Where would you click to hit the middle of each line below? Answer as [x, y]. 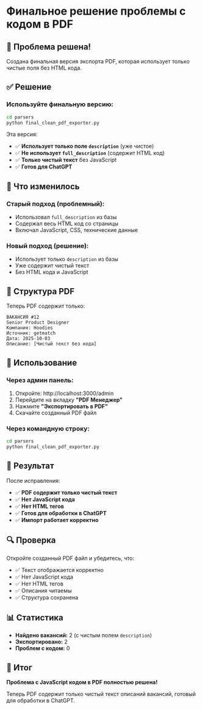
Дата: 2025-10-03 [28, 339]
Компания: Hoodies [30, 328]
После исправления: [33, 480]
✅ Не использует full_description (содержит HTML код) [90, 153]
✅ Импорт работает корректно [57, 520]
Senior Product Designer [38, 323]
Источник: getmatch [31, 333]
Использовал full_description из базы [66, 217]
